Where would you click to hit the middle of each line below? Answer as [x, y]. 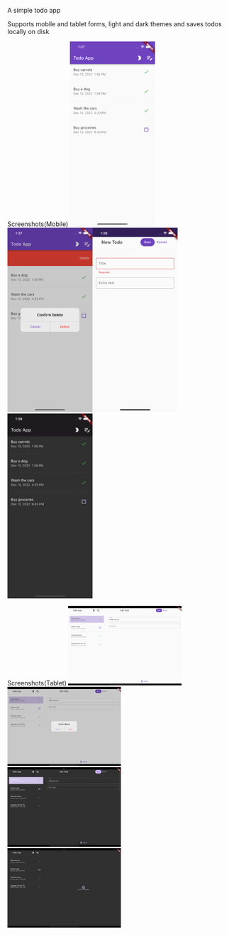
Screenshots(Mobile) [38, 224]
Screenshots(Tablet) [37, 683]
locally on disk [28, 32]
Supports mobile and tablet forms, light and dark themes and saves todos [114, 24]
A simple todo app [34, 10]
